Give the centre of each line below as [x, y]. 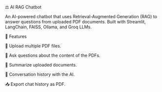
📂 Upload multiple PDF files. [33, 46]
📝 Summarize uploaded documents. [41, 65]
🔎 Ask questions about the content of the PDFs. [53, 55]
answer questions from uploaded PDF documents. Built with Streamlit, [76, 22]
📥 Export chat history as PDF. [35, 84]
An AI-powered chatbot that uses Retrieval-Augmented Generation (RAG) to [81, 16]
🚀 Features [16, 36]
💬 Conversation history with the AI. [40, 74]
